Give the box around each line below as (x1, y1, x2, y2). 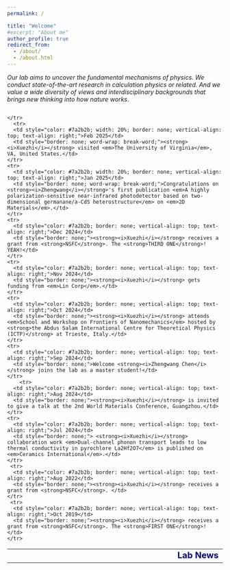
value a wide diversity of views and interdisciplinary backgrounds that (7, 87, 206, 96)
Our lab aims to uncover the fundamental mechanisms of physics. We (7, 73, 205, 81)
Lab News (177, 550, 219, 561)
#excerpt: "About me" (7, 29, 69, 36)
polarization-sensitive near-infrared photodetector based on (7, 192, 188, 199)
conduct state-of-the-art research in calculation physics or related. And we (7, 80, 221, 89)
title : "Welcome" (7, 22, 57, 30)
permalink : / (7, 10, 44, 17)
